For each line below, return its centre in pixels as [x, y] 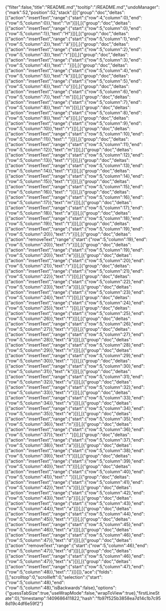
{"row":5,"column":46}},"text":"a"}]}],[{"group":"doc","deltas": [69, 530]
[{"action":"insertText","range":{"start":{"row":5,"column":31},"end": [75, 377]
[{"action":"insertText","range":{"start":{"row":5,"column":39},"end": [75, 461]
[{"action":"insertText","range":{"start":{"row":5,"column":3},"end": [74, 60]
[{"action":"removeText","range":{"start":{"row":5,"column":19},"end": [76, 239]
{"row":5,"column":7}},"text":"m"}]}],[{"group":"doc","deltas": [68, 97]
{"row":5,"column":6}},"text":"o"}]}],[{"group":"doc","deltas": [67, 86]
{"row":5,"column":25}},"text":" [37, 308]
